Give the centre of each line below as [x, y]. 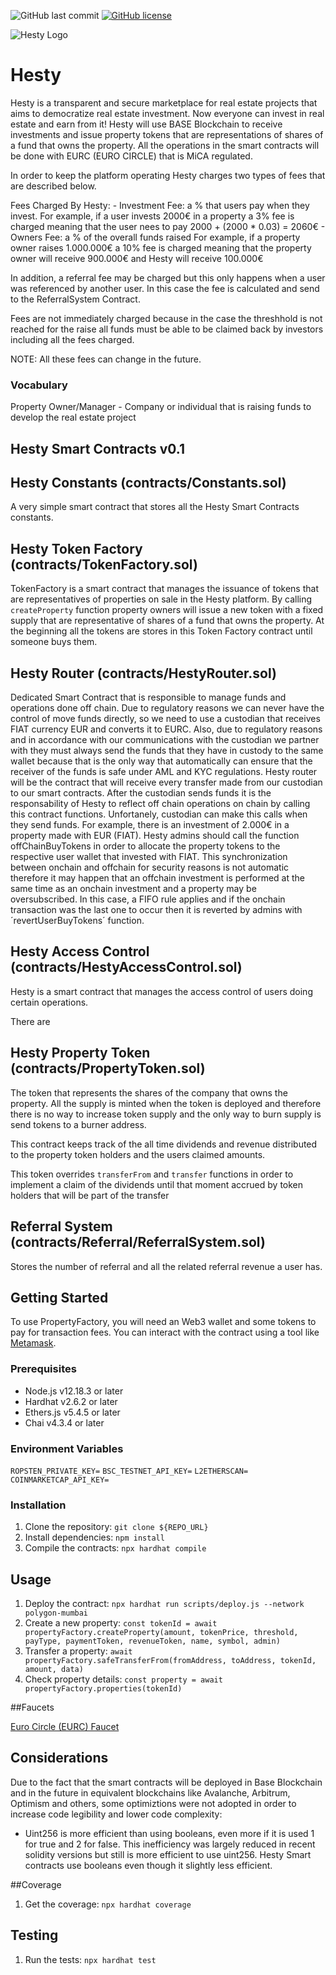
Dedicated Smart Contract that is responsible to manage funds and [148, 697]
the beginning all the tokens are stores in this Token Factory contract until [161, 631]
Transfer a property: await [78, 1651]
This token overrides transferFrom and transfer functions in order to [152, 1174]
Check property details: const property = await [123, 1679]
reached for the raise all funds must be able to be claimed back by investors [167, 329]
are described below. [53, 186]
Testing [34, 1935]
